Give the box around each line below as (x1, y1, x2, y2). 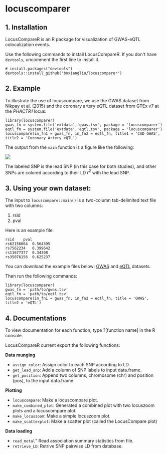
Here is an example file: (5, 228, 54, 234)
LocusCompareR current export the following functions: (5, 342, 120, 348)
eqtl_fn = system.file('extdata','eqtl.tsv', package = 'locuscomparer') (5, 126, 163, 132)
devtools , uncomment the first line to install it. (5, 57, 100, 63)
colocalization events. (5, 42, 50, 48)
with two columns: (5, 202, 43, 208)
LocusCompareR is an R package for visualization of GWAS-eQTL (5, 36, 141, 42)
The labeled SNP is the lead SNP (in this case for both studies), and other (5, 163, 157, 169)
